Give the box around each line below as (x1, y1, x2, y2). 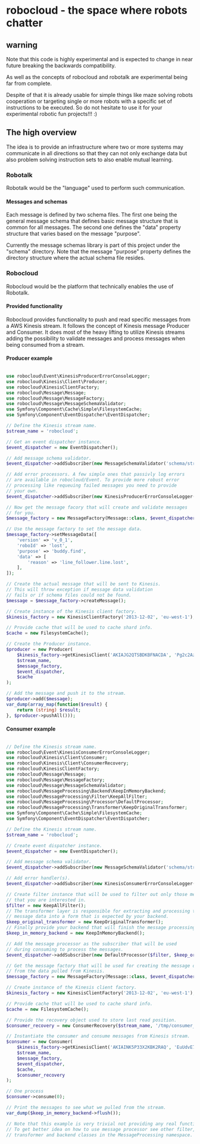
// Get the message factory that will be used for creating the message (6, 963, 190, 969)
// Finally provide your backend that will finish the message (6, 924, 167, 931)
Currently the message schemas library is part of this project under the (6, 242, 180, 249)
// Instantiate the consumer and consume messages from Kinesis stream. (6, 1033, 190, 1039)
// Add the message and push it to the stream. (6, 691, 127, 697)
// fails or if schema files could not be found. (6, 592, 132, 598)
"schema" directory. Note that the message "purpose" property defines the (6, 248, 191, 255)
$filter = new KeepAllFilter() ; (6, 902, 86, 908)
